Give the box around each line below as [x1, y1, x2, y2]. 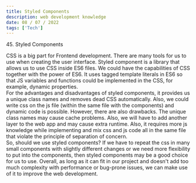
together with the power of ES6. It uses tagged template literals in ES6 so [6, 71, 183, 78]
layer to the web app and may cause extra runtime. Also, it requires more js [6, 120, 188, 127]
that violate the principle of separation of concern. [6, 133, 128, 140]
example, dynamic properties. [6, 83, 78, 91]
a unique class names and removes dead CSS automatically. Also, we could [6, 96, 189, 103]
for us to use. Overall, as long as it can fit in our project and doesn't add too [6, 158, 189, 165]
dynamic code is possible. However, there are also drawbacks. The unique [6, 108, 187, 115]
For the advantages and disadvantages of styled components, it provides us [6, 89, 190, 96]
